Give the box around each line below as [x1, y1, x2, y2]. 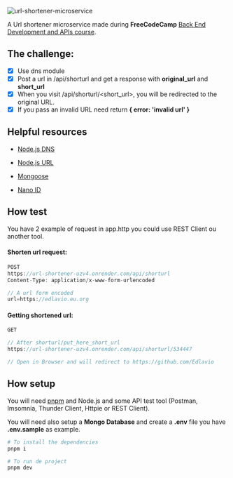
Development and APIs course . [7, 28, 97, 36]
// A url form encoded [7, 289, 73, 296]
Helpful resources [7, 126, 87, 138]
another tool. [7, 232, 44, 240]
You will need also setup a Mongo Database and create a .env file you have [7, 418, 226, 426]
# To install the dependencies [7, 439, 99, 446]
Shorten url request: [7, 248, 68, 256]
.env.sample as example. [7, 425, 80, 433]
